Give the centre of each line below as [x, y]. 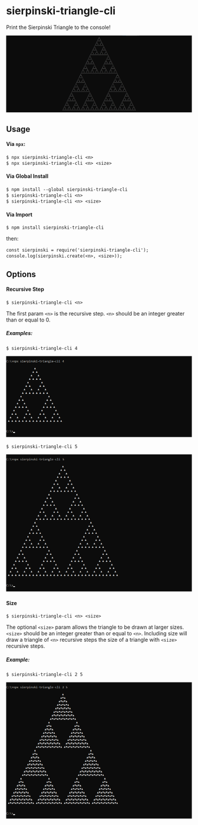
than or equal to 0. [29, 320]
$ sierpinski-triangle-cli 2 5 [44, 675]
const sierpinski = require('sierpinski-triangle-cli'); [77, 250]
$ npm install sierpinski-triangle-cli [55, 228]
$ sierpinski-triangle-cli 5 [42, 447]
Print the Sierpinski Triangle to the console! [58, 27]
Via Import [19, 215]
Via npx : [16, 144]
